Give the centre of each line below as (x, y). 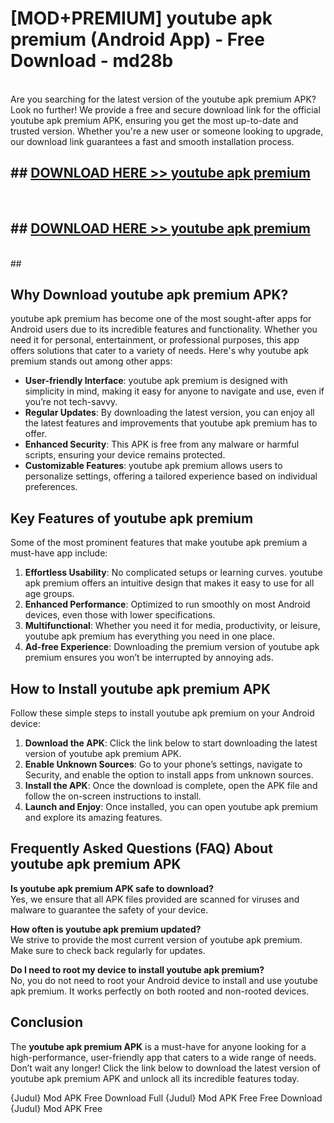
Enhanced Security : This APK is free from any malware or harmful (162, 444)
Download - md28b (92, 61)
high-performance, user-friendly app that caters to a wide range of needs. (163, 1057)
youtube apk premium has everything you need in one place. (149, 636)
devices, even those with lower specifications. (120, 615)
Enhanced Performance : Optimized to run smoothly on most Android (167, 604)
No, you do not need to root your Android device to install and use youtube (164, 980)
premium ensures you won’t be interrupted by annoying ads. (149, 658)
